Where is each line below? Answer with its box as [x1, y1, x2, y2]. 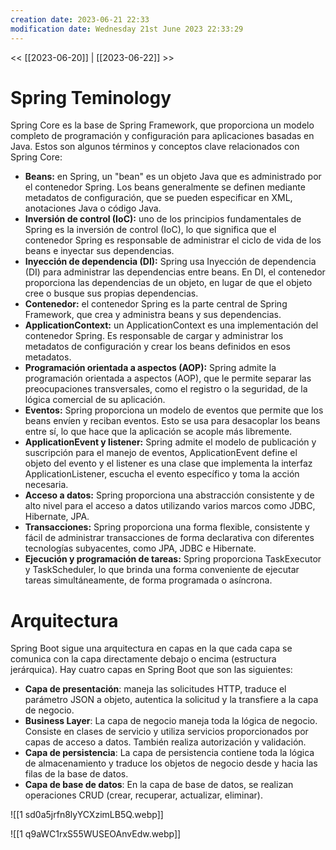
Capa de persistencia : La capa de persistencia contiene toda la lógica [24, 747, 315, 759]
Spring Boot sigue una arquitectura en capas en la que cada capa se [10, 642, 293, 655]
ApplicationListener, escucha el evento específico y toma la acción [24, 468, 300, 480]
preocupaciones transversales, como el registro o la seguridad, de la [24, 383, 308, 395]
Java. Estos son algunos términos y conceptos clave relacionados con [10, 141, 300, 153]
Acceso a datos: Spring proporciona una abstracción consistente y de [24, 489, 315, 501]
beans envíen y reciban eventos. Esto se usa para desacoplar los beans [24, 415, 321, 427]
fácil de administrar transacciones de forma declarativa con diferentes [24, 532, 315, 544]
